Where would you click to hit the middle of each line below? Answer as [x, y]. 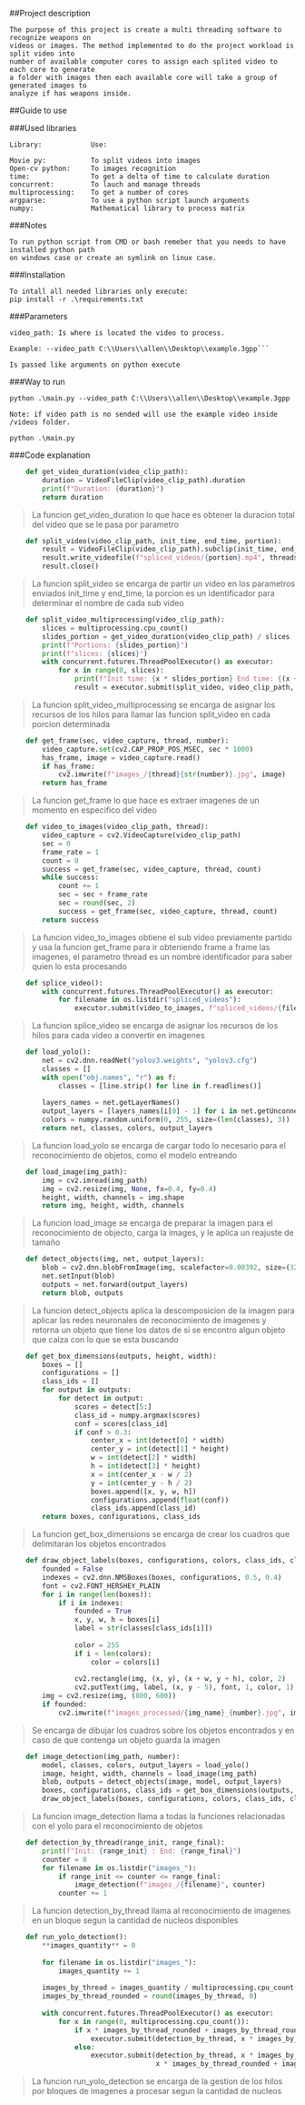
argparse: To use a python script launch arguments [129, 200]
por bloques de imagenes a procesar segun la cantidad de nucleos [157, 2091]
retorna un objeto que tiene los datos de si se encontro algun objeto [158, 1330]
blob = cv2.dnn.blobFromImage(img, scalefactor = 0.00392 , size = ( [166, 1268]
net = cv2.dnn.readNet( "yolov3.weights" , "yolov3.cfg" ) [150, 1060]
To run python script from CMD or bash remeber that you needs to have [148, 242]
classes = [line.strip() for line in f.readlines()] [159, 1086]
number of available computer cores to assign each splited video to [144, 62]
